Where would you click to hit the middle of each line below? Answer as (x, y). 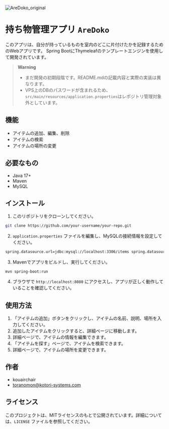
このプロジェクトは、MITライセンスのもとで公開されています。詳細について (84, 415)
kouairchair (24, 379)
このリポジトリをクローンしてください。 (54, 216)
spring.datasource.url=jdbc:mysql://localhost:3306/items (67, 252)
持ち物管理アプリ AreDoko (57, 30)
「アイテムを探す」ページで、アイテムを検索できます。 (69, 343)
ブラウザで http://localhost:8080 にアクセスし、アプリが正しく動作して (88, 282)
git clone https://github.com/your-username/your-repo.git (68, 226)
